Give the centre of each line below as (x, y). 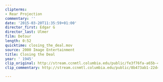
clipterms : (16, 9)
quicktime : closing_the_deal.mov (39, 45)
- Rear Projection (24, 14)
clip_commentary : (23, 68)
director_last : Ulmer (27, 32)
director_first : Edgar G (30, 27)
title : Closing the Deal (30, 54)
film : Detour (18, 37)
